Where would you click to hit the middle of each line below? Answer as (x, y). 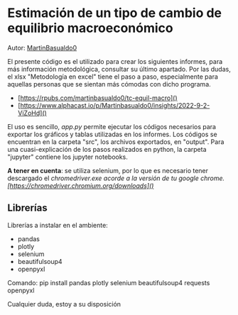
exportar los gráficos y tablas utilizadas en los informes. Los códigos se (113, 134)
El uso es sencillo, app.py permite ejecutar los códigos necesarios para (112, 126)
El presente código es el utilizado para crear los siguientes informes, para (115, 61)
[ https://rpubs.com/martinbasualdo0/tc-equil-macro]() (97, 98)
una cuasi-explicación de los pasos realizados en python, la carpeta (107, 149)
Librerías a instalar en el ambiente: (58, 225)
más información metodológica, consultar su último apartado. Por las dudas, (119, 69)
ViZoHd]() (32, 113)
